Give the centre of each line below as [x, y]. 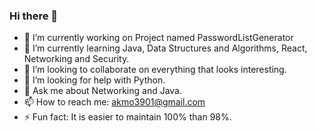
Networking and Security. [76, 59]
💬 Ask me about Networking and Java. [103, 91]
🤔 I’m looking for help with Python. [94, 80]
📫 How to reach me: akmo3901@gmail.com [114, 102]
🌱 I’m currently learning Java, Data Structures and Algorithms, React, [165, 48]
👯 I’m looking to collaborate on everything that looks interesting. [155, 70]
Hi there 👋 [34, 16]
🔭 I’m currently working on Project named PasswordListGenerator [158, 38]
